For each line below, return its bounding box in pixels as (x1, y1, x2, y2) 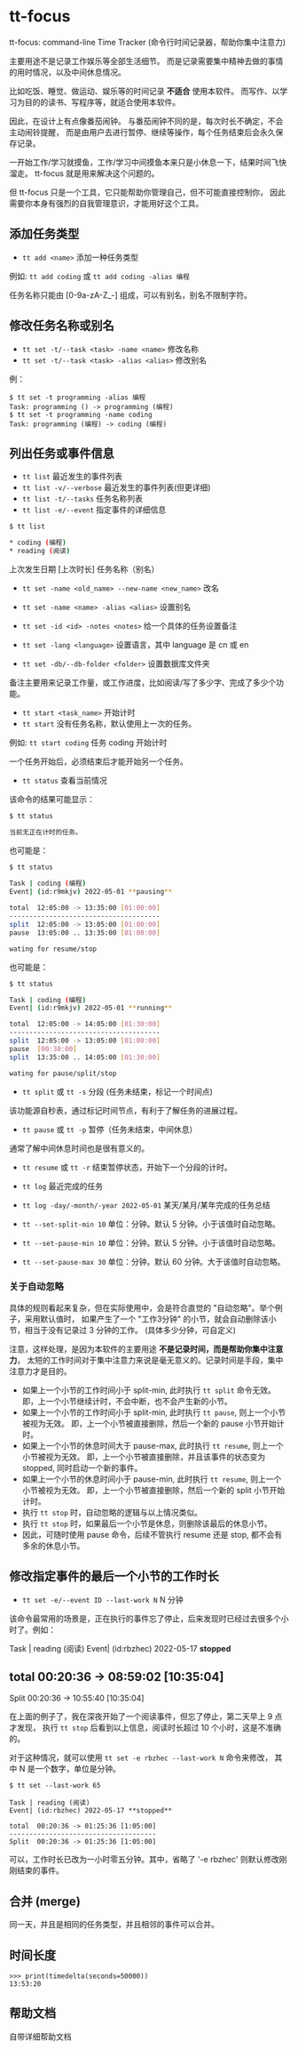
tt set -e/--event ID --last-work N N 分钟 (21, 1594, 184, 1604)
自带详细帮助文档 (9, 2030, 72, 2042)
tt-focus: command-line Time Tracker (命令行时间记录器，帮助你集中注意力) (9, 36, 286, 47)
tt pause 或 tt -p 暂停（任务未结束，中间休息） (21, 1123, 198, 1135)
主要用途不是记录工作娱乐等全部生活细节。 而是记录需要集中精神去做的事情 (9, 55, 284, 66)
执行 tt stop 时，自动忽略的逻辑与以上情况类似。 (21, 1507, 202, 1517)
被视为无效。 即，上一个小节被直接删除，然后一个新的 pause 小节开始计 (21, 1418, 286, 1428)
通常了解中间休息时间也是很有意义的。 (9, 1143, 149, 1154)
